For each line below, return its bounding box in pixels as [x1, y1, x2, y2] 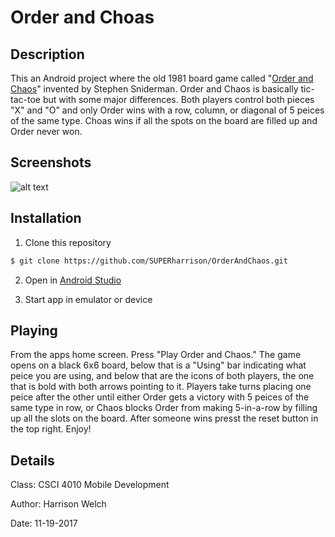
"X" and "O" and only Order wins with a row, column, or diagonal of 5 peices [10, 104, 325, 116]
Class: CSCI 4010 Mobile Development [10, 479, 170, 491]
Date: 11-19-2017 [10, 517, 78, 530]
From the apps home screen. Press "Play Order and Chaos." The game [10, 349, 302, 361]
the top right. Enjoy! [10, 423, 92, 435]
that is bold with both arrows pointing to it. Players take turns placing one [10, 381, 312, 393]
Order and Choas [10, 6, 155, 29]
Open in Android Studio [24, 274, 122, 286]
